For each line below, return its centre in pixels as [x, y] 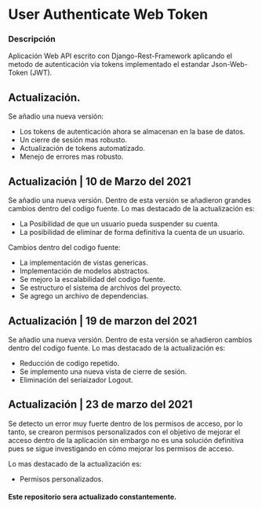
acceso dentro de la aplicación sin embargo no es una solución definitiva [126, 440]
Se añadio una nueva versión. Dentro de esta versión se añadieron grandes [130, 200]
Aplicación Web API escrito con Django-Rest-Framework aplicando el [120, 56]
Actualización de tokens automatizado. [82, 148]
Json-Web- [230, 64]
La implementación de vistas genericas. [84, 263]
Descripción [32, 39]
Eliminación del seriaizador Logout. [76, 379]
